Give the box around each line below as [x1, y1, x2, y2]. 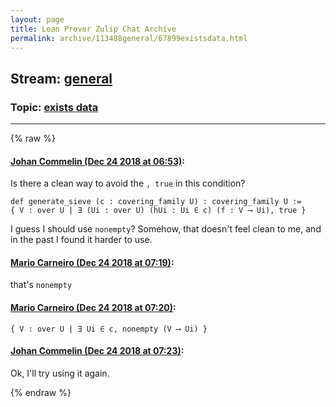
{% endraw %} [10, 386, 72, 398]
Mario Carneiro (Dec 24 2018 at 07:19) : [10, 256, 175, 268]
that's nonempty [10, 279, 73, 291]
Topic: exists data [10, 100, 99, 114]
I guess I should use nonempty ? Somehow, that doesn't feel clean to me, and [10, 223, 322, 235]
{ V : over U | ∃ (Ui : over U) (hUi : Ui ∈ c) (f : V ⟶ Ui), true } [10, 206, 307, 216]
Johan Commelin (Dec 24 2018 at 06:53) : [10, 155, 185, 167]
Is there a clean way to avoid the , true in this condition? [10, 177, 246, 190]
